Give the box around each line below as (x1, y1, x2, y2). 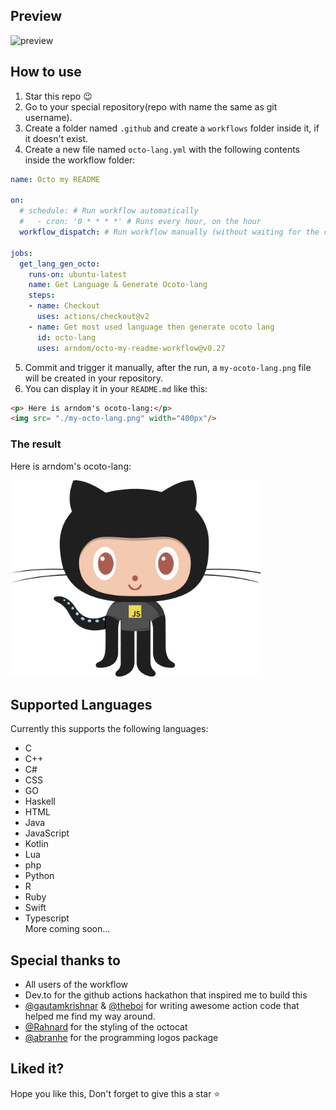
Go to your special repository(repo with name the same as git (24, 100, 278, 113)
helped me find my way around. (24, 1010, 156, 1023)
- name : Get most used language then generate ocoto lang (28, 322, 275, 332)
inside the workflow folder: (24, 154, 136, 166)
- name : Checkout (28, 301, 101, 311)
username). (24, 111, 73, 123)
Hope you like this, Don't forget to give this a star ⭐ (10, 1087, 221, 1099)
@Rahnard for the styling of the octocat (24, 1021, 188, 1033)
